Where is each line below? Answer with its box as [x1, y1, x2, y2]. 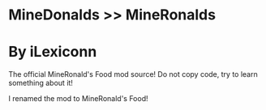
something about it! [8, 78, 73, 88]
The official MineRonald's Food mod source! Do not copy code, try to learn [8, 70, 258, 79]
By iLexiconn [8, 43, 97, 61]
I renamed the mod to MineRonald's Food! [8, 94, 148, 104]
